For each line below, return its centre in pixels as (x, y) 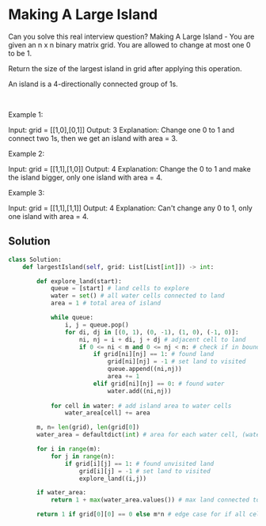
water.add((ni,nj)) (139, 391)
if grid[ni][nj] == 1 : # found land (154, 354)
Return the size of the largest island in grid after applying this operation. (125, 68)
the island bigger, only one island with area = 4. (85, 177)
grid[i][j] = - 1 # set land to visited (145, 471)
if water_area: (62, 493)
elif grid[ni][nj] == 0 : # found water (159, 384)
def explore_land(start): (80, 281)
